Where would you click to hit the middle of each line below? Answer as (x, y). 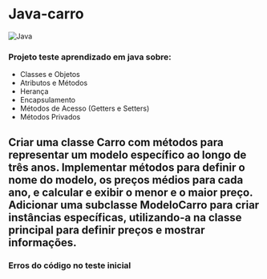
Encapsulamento (48, 100)
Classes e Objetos (50, 75)
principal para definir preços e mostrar (107, 230)
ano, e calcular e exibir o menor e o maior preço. (131, 192)
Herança (34, 91)
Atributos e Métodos (54, 83)
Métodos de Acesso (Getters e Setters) (85, 108)
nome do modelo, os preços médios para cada (126, 180)
